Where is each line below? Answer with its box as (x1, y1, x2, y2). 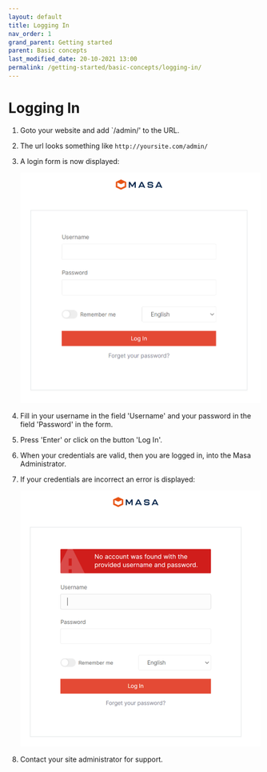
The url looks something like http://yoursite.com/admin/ (19, 141, 209, 150)
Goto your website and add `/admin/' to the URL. (19, 125, 180, 135)
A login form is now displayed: (19, 156, 120, 166)
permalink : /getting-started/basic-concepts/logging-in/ (8, 64, 202, 72)
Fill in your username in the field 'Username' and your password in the (19, 411, 252, 421)
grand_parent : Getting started (8, 38, 113, 46)
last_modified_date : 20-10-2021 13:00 (8, 55, 137, 63)
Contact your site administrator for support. (19, 754, 164, 764)
